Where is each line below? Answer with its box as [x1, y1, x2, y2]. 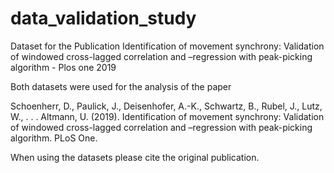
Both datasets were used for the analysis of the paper [10, 80, 232, 92]
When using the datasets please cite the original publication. [10, 151, 260, 163]
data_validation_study [10, 7, 197, 30]
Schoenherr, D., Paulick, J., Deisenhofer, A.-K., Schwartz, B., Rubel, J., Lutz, [10, 100, 323, 112]
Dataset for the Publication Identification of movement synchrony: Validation [10, 40, 325, 52]
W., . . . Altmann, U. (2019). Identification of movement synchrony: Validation [10, 110, 325, 122]
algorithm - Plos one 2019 [10, 61, 117, 73]
